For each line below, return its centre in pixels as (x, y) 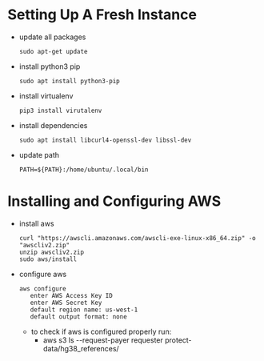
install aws (36, 223)
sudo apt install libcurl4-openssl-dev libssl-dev (105, 140)
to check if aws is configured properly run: (101, 331)
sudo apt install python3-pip (70, 81)
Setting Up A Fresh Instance (102, 15)
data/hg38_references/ (81, 348)
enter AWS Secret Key (66, 303)
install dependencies (53, 125)
